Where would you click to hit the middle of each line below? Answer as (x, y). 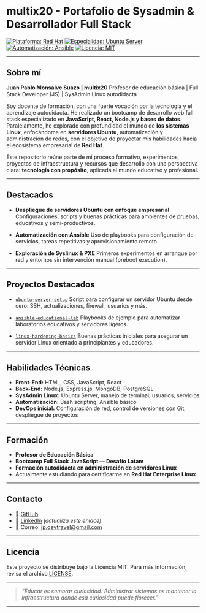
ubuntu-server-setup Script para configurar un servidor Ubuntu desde (104, 299)
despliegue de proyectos (47, 415)
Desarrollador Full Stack (69, 24)
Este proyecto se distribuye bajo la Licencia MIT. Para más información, (97, 567)
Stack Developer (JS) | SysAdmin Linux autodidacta (71, 94)
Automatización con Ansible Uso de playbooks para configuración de (105, 235)
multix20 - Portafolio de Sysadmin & (101, 11)
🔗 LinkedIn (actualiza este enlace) (58, 520)
